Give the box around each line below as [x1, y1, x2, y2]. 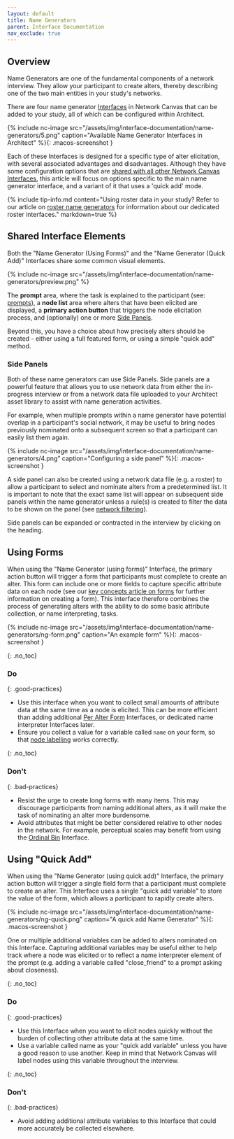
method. [7, 341, 31, 350]
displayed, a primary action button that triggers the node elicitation [7, 306, 203, 314]
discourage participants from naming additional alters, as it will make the [17, 803, 227, 812]
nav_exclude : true [7, 29, 61, 37]
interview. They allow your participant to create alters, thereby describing [7, 82, 219, 90]
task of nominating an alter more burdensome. [17, 811, 152, 819]
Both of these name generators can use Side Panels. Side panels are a [7, 375, 210, 383]
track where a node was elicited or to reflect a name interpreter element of [7, 951, 222, 959]
